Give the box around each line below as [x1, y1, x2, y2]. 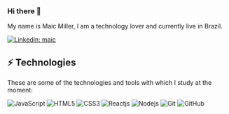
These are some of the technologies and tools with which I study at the [7, 79, 212, 87]
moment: [7, 86, 33, 95]
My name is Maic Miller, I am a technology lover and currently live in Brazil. [7, 22, 223, 31]
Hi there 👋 [7, 6, 42, 16]
